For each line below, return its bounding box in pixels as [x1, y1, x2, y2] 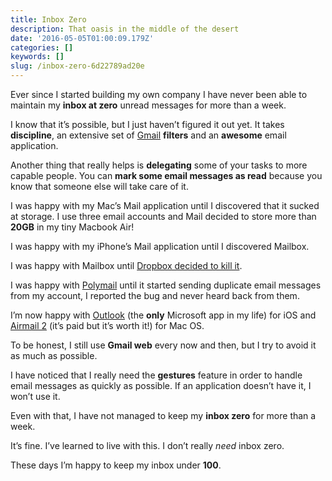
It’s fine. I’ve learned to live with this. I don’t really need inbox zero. [10, 440, 285, 451]
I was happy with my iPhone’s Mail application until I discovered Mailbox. [10, 241, 310, 252]
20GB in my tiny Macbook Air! [10, 221, 135, 233]
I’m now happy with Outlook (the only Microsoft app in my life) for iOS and [10, 309, 317, 321]
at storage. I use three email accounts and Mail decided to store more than [10, 211, 317, 222]
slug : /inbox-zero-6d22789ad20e [10, 61, 145, 71]
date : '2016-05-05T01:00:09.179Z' [10, 33, 155, 43]
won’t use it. [10, 391, 61, 402]
